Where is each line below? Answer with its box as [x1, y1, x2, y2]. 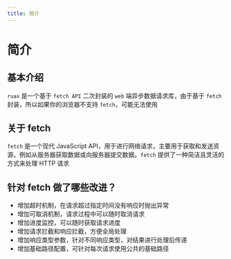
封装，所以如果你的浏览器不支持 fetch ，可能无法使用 [7, 100, 158, 108]
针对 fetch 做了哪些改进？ [7, 181, 117, 193]
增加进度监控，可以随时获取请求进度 [17, 219, 121, 227]
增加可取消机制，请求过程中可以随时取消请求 [17, 210, 145, 218]
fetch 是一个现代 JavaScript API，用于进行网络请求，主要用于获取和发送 [7, 142, 214, 150]
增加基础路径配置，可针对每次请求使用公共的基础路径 [17, 244, 169, 253]
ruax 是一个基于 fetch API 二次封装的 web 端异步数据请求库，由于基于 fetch [7, 91, 222, 100]
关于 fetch [7, 123, 51, 134]
